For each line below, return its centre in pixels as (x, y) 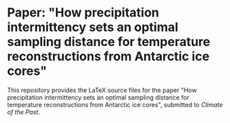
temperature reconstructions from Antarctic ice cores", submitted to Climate (115, 104)
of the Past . (23, 112)
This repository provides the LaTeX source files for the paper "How (102, 90)
